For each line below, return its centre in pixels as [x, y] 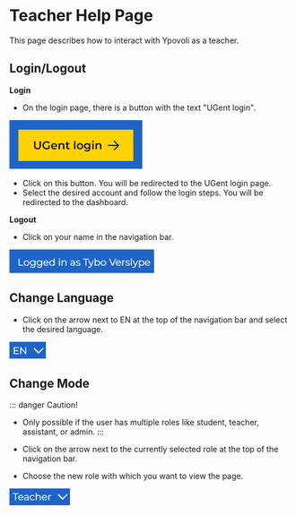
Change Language [62, 298]
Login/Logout [48, 69]
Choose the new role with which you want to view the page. [133, 476]
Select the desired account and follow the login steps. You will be [143, 193]
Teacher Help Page [82, 16]
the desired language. [63, 329]
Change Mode [49, 383]
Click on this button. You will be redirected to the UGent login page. [147, 183]
